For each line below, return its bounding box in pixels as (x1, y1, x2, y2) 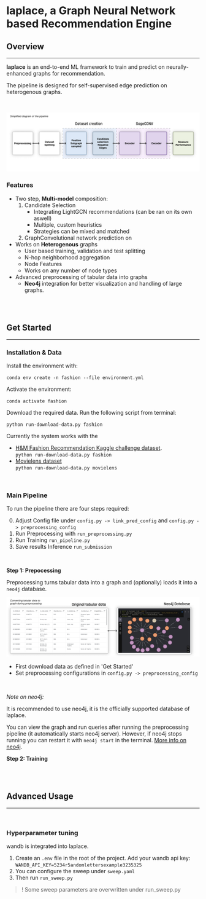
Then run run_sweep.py (15, 874, 74, 881)
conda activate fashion (6, 398, 67, 404)
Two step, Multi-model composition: (15, 195, 109, 202)
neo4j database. (6, 585, 47, 593)
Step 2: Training (6, 755, 48, 762)
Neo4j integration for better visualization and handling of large (24, 280, 182, 287)
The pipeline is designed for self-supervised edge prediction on (6, 82, 167, 89)
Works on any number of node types (24, 267, 118, 274)
